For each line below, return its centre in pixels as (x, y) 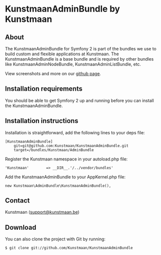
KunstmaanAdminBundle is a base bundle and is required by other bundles (79, 59)
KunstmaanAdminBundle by (62, 9)
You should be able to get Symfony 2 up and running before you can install (80, 100)
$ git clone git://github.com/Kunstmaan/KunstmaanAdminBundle (69, 248)
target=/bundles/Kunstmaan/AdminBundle (54, 150)
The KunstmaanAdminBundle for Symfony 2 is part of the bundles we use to (81, 49)
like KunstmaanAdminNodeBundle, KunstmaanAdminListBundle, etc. (73, 64)
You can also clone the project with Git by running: (55, 239)
